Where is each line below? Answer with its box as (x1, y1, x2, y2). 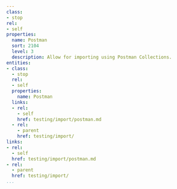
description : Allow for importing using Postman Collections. (12, 54, 172, 60)
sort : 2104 (12, 43, 39, 49)
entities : (6, 60, 32, 66)
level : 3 (12, 49, 34, 55)
